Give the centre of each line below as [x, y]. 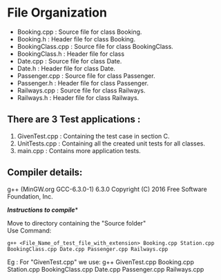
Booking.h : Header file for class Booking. [76, 39]
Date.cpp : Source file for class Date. [69, 61]
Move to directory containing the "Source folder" [77, 223]
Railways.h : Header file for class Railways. [78, 97]
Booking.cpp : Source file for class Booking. [79, 32]
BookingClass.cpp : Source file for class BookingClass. [95, 46]
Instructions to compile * [42, 210]
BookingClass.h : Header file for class [71, 54]
